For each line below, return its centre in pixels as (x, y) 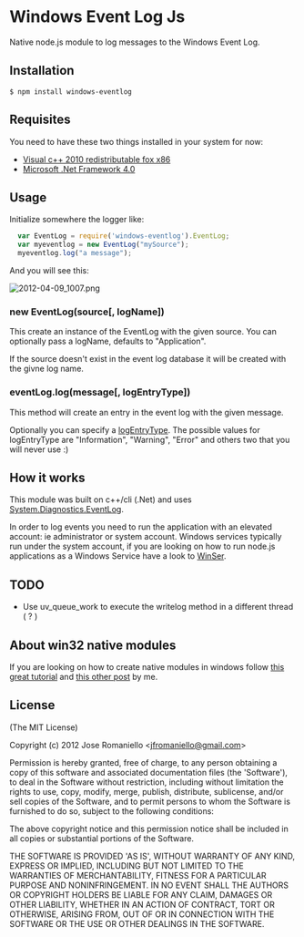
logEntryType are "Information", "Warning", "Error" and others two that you (150, 439)
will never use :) (39, 449)
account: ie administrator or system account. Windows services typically (146, 537)
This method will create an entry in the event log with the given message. (147, 412)
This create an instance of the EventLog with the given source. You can (143, 332)
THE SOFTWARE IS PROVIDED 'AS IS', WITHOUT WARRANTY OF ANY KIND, (152, 856)
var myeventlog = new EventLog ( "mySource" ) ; (103, 245)
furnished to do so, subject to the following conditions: (111, 811)
